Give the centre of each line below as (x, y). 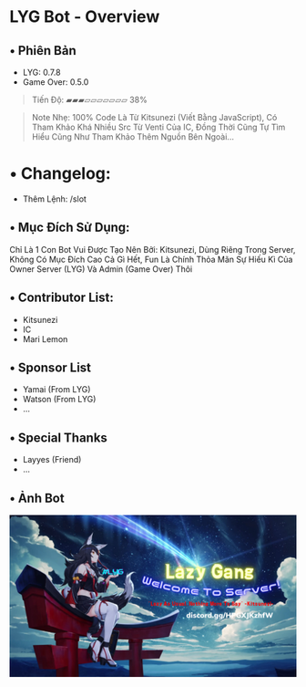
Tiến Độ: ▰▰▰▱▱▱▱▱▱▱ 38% (89, 99)
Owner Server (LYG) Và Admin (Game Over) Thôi (101, 269)
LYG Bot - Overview (85, 17)
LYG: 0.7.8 (41, 72)
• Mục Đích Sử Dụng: (70, 228)
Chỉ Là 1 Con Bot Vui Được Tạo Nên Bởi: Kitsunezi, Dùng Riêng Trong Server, (153, 249)
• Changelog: (60, 174)
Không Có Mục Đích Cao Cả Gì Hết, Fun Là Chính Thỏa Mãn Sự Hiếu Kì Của (151, 259)
